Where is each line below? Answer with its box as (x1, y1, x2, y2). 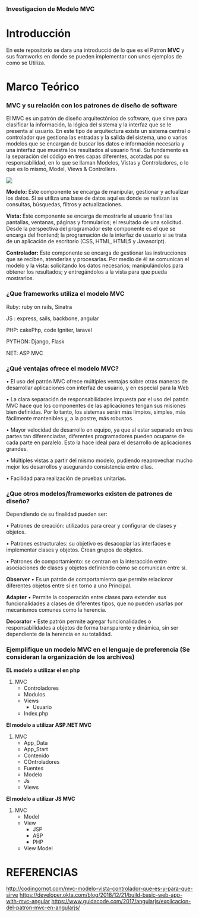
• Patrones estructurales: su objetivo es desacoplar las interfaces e (6, 540, 171, 547)
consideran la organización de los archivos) (6, 653, 135, 661)
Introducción (6, 27, 71, 41)
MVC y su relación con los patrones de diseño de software (6, 101, 178, 109)
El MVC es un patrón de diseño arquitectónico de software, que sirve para (6, 115, 187, 122)
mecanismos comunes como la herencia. (6, 606, 107, 614)
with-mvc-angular (6, 898, 50, 905)
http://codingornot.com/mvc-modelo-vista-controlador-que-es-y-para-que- (6, 885, 193, 893)
